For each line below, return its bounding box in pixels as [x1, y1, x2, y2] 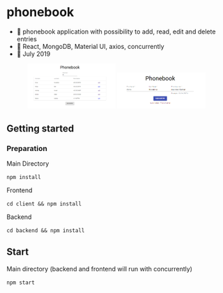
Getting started [6, 122, 75, 134]
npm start [6, 279, 36, 286]
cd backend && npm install [6, 227, 85, 234]
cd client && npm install [6, 200, 82, 207]
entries [16, 34, 38, 43]
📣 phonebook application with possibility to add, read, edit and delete [16, 27, 216, 36]
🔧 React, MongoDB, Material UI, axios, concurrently [16, 42, 164, 50]
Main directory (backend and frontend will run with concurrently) [6, 264, 193, 273]
